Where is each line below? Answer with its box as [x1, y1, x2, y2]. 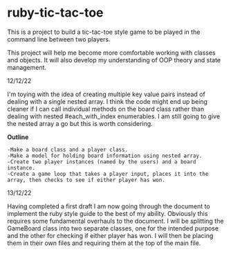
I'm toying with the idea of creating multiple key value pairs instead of [7, 90, 205, 98]
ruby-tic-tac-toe [7, 5, 104, 21]
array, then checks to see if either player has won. [7, 176, 166, 183]
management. [7, 63, 47, 71]
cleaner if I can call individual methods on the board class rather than [7, 105, 205, 113]
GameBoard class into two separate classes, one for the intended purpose [7, 224, 219, 233]
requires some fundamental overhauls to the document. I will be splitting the [7, 217, 224, 225]
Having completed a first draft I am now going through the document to [7, 202, 210, 210]
